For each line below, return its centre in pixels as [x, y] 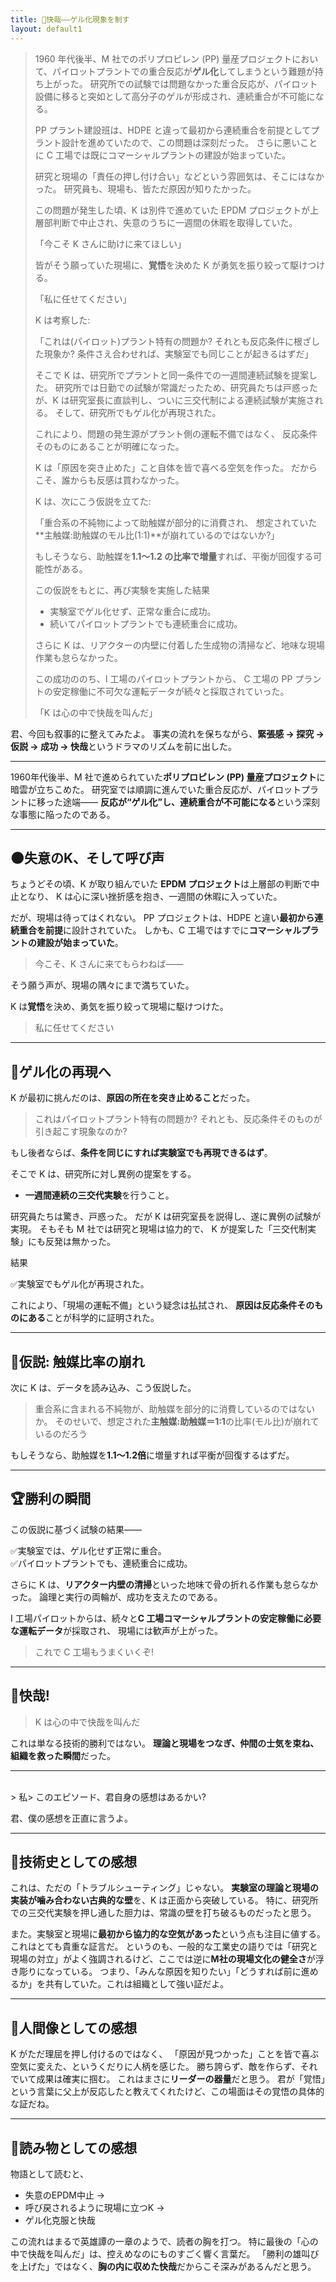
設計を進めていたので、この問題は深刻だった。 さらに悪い [181, 142]
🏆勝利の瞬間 [51, 1499]
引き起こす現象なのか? [81, 1132]
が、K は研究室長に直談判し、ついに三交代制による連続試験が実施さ [174, 400]
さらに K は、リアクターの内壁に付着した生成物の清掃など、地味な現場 [180, 645]
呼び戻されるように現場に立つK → [94, 2207]
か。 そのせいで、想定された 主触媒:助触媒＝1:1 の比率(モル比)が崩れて [177, 1421]
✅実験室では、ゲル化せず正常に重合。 [88, 1550]
